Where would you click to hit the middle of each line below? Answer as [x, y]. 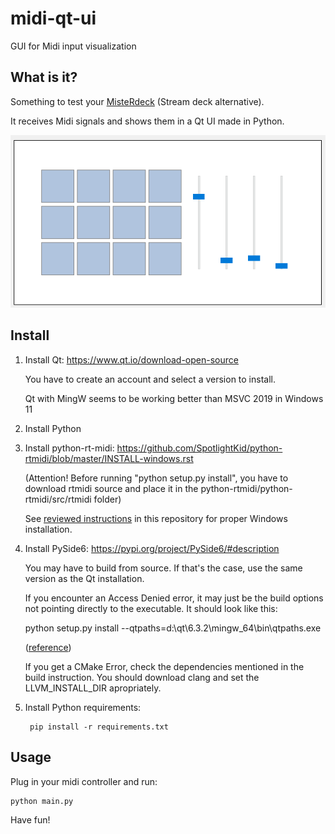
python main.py [42, 801]
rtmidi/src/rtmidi [58, 499]
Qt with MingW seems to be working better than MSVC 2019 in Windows [174, 398]
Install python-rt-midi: [69, 448]
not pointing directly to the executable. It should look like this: [151, 608]
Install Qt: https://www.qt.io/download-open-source [131, 359]
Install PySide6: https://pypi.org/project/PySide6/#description [152, 548]
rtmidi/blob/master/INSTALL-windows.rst [109, 458]
